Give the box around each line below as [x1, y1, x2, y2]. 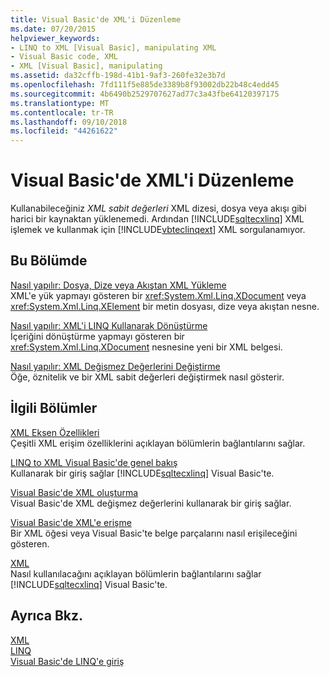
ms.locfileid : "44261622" [10, 126, 118, 136]
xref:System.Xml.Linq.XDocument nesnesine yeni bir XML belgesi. [10, 341, 283, 353]
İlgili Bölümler [10, 400, 98, 417]
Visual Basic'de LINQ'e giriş [10, 655, 125, 667]
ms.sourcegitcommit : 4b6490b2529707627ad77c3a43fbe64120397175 [10, 89, 280, 99]
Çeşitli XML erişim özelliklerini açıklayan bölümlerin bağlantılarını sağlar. [10, 437, 306, 449]
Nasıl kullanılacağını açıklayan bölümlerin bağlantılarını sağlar [10, 567, 262, 580]
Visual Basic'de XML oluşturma [10, 486, 139, 498]
